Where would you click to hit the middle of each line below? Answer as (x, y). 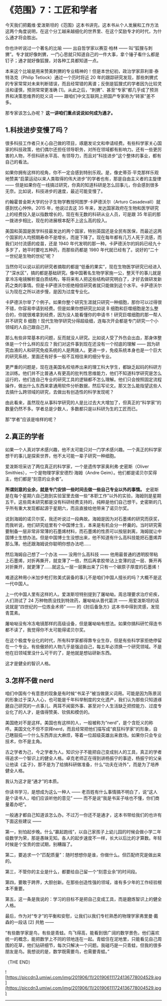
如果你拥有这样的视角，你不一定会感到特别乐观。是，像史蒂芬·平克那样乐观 (82, 172)
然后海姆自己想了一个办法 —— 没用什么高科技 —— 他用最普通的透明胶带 (80, 554)
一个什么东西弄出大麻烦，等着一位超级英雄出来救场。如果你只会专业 (92, 735)
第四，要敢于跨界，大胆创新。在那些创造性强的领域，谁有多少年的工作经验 (81, 882)
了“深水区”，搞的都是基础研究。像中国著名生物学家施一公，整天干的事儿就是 (83, 273)
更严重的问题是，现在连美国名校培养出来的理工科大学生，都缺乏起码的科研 (81, 367)
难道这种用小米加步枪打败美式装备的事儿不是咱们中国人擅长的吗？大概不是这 (83, 577)
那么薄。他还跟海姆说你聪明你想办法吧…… (48, 544)
